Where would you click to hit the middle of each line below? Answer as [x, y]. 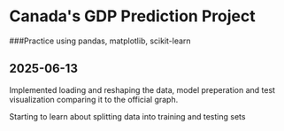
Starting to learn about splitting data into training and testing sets [127, 116]
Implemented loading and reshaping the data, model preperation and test [142, 89]
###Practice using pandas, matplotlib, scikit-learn [100, 41]
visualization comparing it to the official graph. [94, 99]
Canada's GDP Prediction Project [132, 16]
